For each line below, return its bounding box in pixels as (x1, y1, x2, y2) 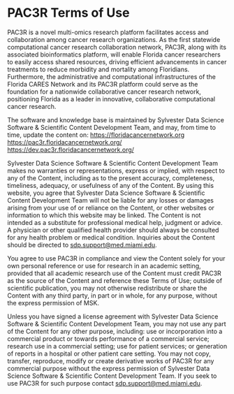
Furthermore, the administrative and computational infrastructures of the (7, 72, 217, 81)
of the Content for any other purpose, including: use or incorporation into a (7, 327, 223, 335)
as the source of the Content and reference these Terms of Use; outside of (7, 276, 222, 284)
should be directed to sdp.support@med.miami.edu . (7, 240, 157, 249)
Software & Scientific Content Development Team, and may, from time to (7, 123, 217, 131)
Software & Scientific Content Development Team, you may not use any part (7, 319, 226, 328)
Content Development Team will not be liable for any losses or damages (7, 196, 214, 204)
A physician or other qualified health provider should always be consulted (7, 226, 219, 234)
